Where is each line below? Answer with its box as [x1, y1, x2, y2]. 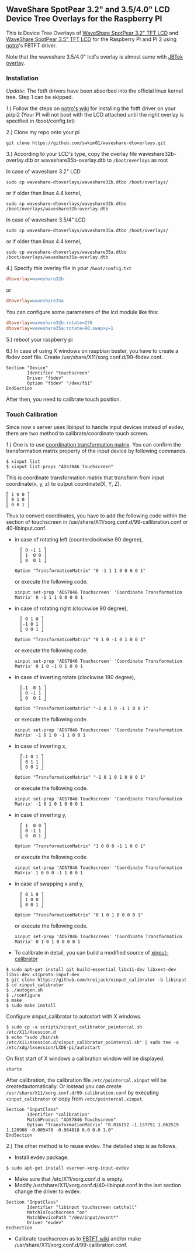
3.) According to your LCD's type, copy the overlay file [6, 151, 137, 158]
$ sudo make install [6, 1002, 57, 1008]
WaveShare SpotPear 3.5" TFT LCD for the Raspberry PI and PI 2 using [6, 35, 177, 43]
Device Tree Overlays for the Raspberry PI [6, 14, 162, 24]
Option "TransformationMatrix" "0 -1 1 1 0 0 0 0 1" [14, 568, 146, 574]
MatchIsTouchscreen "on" [27, 1209, 88, 1215]
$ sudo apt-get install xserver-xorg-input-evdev [6, 1165, 130, 1171]
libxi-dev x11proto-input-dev [6, 972, 80, 977]
